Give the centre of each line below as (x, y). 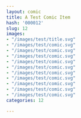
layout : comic (24, 12)
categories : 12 (25, 100)
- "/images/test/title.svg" (41, 39)
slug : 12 (17, 28)
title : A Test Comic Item (38, 17)
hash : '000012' (25, 23)
